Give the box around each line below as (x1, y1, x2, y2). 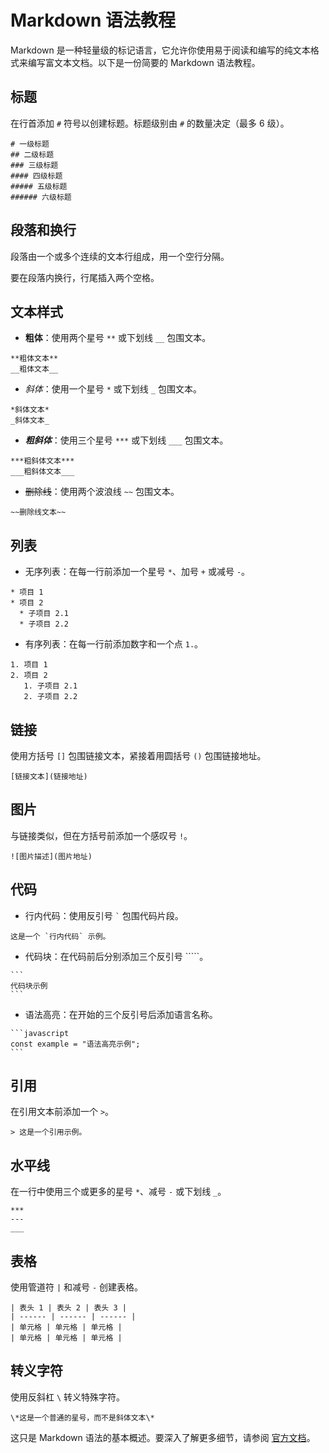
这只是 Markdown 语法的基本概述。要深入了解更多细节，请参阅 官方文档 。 (10, 1431, 316, 1443)
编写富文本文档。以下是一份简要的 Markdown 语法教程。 (27, 56, 261, 68)
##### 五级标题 (10, 181, 68, 191)
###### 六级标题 (10, 192, 72, 202)
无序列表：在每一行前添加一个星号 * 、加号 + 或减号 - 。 (24, 566, 251, 578)
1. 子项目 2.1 (23, 681, 78, 691)
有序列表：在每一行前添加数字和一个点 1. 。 (24, 638, 204, 650)
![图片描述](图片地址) (10, 851, 93, 861)
